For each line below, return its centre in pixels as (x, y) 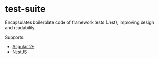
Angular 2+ (23, 46)
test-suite (25, 9)
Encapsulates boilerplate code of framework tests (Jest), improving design (79, 22)
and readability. (21, 27)
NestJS (19, 52)
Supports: (15, 37)
